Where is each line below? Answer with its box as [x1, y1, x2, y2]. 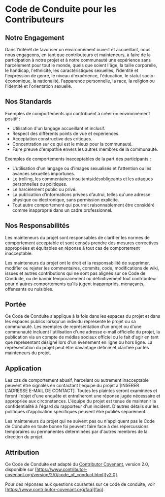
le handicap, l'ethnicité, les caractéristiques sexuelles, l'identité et [5, 67, 139, 73]
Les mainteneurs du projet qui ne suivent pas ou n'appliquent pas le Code [5, 418, 155, 424]
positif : [5, 116, 21, 122]
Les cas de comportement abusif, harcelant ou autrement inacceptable [5, 377, 149, 383]
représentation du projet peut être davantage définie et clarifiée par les [5, 345, 149, 351]
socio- [142, 73, 156, 78]
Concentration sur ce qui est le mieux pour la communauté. [12, 141, 133, 147]
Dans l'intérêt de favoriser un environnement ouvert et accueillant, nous [5, 47, 151, 52]
